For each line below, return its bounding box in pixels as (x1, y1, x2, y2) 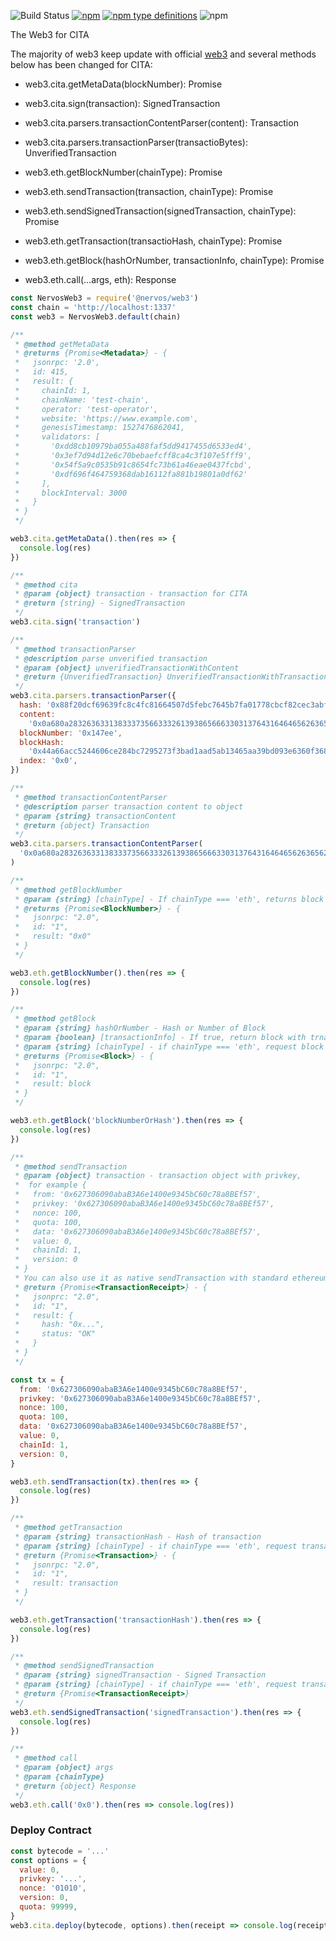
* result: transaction (14, 1578, 118, 1589)
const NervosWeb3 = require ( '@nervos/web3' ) (10, 293, 199, 303)
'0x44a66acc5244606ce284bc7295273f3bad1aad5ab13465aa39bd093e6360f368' (28, 746, 333, 757)
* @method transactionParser (14, 644, 137, 654)
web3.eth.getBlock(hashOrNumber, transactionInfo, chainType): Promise (24, 255, 325, 266)
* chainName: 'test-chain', (14, 395, 150, 405)
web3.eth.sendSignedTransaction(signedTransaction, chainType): (24, 205, 297, 217)
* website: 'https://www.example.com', (14, 413, 199, 424)
